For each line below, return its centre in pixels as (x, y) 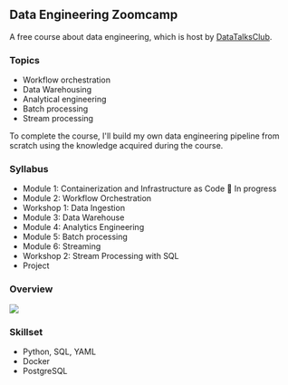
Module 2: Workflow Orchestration (87, 198)
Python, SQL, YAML (59, 351)
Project (36, 265)
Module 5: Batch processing (75, 237)
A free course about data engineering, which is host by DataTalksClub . (141, 36)
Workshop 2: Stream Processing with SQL (101, 256)
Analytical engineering (64, 100)
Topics (25, 60)
